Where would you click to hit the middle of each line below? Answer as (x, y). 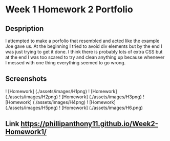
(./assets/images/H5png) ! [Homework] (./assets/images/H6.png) (74, 108)
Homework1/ (26, 132)
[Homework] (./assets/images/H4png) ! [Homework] (61, 102)
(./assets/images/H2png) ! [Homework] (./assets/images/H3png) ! (75, 97)
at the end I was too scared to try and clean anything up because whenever (85, 57)
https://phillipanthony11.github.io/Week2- (89, 124)
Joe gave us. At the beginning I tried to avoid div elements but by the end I (84, 46)
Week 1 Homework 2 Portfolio (69, 10)
